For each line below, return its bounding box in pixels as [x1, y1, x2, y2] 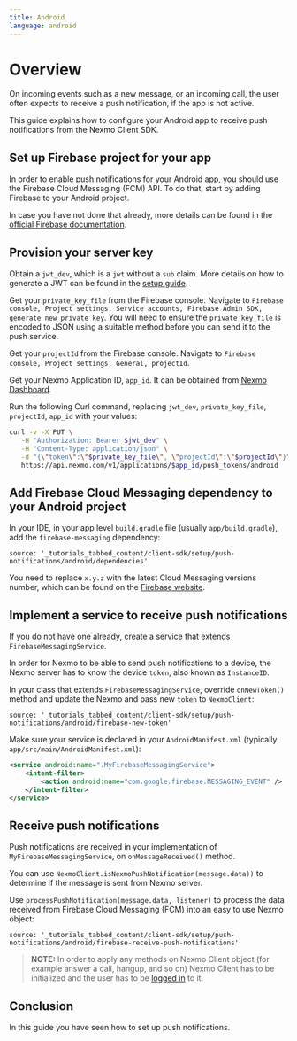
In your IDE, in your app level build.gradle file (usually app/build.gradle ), [9, 523, 278, 533]
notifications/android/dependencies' [9, 557, 148, 566]
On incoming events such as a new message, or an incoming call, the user [9, 89, 280, 99]
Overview [9, 59, 82, 80]
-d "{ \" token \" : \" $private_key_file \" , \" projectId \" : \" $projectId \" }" [20, 453, 291, 462]
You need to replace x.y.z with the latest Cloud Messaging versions [9, 572, 257, 583]
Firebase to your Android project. [9, 192, 130, 204]
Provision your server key [9, 245, 154, 260]
